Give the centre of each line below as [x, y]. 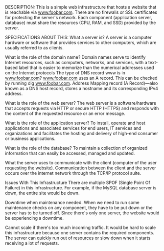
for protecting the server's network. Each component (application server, [79, 17]
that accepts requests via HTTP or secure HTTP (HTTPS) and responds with [82, 108]
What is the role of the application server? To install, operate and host [75, 123]
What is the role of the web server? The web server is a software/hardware [81, 103]
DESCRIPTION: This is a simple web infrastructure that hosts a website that [81, 7]
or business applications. [30, 138]
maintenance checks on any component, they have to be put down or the [79, 208]
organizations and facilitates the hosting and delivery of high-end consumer [82, 133]
